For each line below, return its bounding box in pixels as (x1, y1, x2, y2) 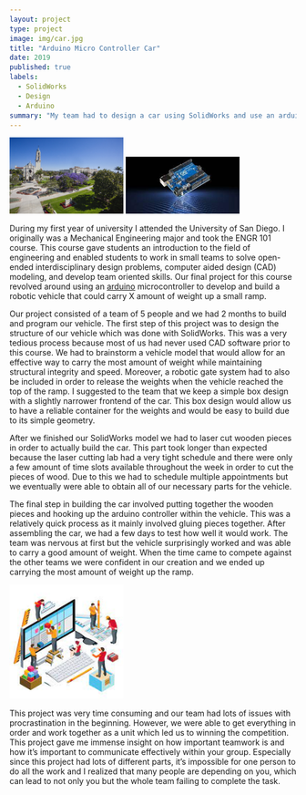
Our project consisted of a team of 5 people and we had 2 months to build (9, 308, 287, 319)
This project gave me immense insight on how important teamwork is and (9, 737, 285, 748)
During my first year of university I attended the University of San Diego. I (9, 222, 285, 233)
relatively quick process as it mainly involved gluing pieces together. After (9, 518, 286, 529)
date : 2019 (9, 53, 51, 63)
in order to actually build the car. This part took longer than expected (9, 442, 268, 453)
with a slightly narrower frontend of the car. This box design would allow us (9, 395, 292, 406)
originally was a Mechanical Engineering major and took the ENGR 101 (9, 232, 271, 243)
